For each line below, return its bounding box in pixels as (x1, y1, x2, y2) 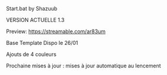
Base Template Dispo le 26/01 (6, 40, 78, 46)
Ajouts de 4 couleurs (6, 51, 57, 58)
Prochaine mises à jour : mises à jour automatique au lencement (6, 62, 161, 69)
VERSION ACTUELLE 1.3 (6, 17, 65, 23)
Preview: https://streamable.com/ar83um (6, 28, 106, 35)
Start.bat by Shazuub (6, 5, 58, 12)
